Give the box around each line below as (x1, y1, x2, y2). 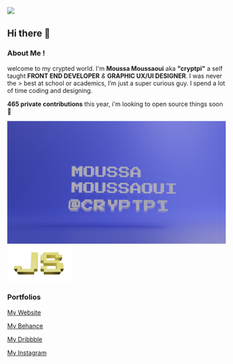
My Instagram (7, 348, 47, 356)
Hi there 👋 (7, 28, 51, 40)
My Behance (7, 322, 44, 330)
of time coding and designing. (7, 86, 93, 94)
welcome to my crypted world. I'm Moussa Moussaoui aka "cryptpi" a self (7, 64, 223, 72)
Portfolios (7, 293, 42, 302)
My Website (7, 308, 42, 316)
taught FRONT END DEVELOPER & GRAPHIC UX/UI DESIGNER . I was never (7, 71, 223, 80)
